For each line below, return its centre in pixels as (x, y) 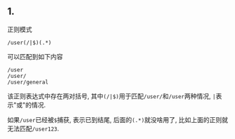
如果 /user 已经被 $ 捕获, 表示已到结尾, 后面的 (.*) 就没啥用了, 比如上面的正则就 (118, 119)
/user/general (28, 82)
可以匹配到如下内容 (35, 56)
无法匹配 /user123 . (33, 128)
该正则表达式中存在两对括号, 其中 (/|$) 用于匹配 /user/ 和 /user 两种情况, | (112, 96)
